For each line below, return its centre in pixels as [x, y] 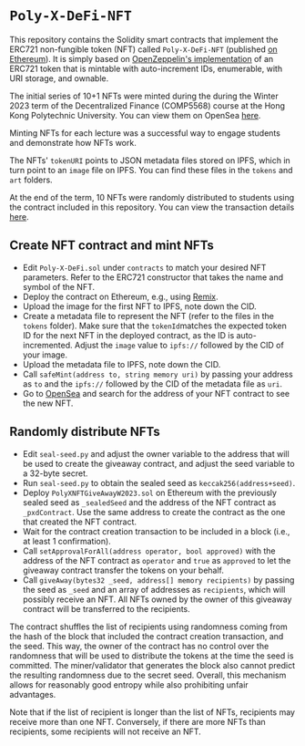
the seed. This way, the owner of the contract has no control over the [139, 646]
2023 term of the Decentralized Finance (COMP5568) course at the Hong [147, 105]
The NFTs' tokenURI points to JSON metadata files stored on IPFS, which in [150, 160]
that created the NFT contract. [80, 522]
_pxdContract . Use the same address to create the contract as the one [154, 512]
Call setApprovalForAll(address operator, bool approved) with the [149, 551]
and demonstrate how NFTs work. [73, 142]
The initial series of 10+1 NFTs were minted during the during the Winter [144, 96]
